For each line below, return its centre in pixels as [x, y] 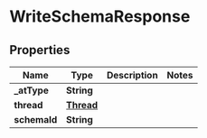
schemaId [36, 120]
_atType [32, 90]
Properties [40, 50]
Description [132, 75]
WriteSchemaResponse [100, 17]
